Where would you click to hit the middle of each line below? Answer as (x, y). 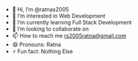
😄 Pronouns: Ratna (36, 45)
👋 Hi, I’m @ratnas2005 (40, 9)
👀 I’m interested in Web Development (59, 16)
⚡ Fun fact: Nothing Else (42, 51)
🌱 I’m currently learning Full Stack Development (72, 22)
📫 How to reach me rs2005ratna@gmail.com (69, 36)
